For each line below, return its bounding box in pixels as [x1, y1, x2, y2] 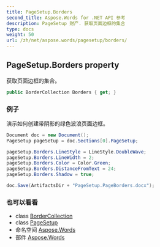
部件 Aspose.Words [15, 234, 65, 241]
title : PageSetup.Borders [6, 9, 72, 15]
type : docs [6, 26, 34, 32]
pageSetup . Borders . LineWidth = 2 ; [6, 154, 95, 161]
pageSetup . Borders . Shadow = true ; [6, 172, 95, 178]
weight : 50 [6, 32, 34, 38]
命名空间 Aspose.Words [15, 226, 75, 234]
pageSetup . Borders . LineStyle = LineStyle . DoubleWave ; [6, 149, 147, 155]
